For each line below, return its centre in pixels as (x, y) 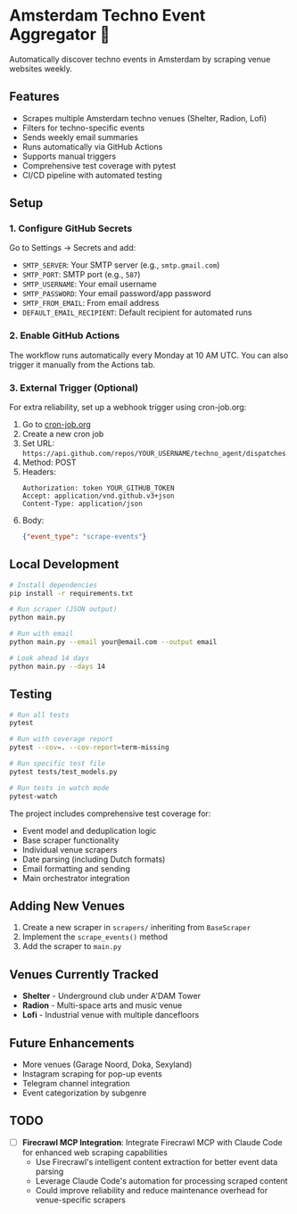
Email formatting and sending (76, 868)
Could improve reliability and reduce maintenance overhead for (152, 1190)
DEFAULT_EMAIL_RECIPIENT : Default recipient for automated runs (137, 312)
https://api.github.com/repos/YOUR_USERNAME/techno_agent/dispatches (154, 454)
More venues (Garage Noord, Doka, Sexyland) (107, 1064)
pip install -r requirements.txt (71, 593)
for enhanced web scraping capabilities (95, 1152)
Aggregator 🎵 (60, 34)
